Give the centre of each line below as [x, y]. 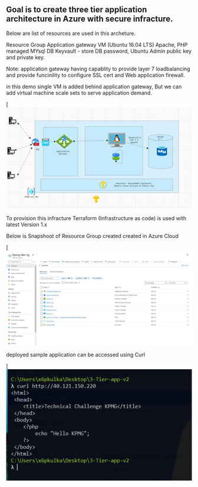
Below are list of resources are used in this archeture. [71, 33]
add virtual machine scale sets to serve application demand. [79, 93]
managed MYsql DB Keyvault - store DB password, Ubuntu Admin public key [99, 51]
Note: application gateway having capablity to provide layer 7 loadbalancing [98, 69]
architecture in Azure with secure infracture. [90, 19]
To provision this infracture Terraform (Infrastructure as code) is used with [96, 218]
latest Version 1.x [27, 225]
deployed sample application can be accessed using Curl [76, 355]
